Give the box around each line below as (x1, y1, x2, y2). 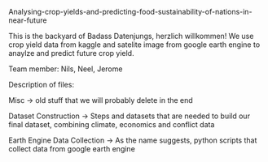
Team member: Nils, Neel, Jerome (8, 64, 123, 74)
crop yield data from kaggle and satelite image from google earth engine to (8, 40, 261, 49)
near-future (8, 15, 47, 25)
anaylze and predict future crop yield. (8, 49, 134, 58)
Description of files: (8, 80, 75, 89)
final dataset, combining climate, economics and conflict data (8, 120, 215, 129)
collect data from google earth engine (8, 144, 136, 153)
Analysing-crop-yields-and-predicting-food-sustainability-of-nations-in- (8, 7, 253, 16)
